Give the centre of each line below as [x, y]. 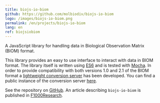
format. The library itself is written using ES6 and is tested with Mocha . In [78, 65]
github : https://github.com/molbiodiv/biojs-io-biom [59, 14]
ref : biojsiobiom [23, 32]
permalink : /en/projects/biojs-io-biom [45, 23]
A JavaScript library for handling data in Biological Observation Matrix [75, 46]
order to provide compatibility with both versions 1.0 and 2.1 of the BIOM [77, 70]
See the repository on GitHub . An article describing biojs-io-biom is [73, 90]
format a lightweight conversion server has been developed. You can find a [80, 76]
